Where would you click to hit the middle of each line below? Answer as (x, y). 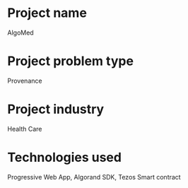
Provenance (25, 81)
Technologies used (65, 158)
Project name (47, 13)
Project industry (56, 109)
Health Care (25, 129)
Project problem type (71, 61)
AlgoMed (20, 33)
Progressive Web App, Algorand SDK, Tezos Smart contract (94, 177)
